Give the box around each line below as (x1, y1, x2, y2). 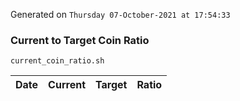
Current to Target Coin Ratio (10, 33, 150, 47)
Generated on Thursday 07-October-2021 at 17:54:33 (10, 9, 231, 20)
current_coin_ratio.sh (10, 56, 105, 66)
